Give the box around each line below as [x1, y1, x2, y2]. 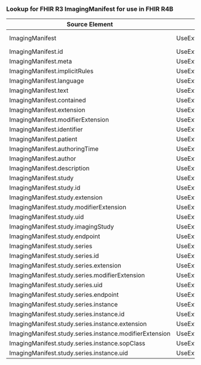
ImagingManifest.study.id [9, 184, 81, 192]
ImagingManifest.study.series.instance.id [9, 310, 124, 318]
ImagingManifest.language [9, 77, 84, 85]
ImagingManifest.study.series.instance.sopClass [9, 339, 145, 348]
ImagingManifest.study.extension [9, 193, 103, 202]
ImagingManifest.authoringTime [9, 145, 99, 153]
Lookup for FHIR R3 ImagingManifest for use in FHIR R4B [6, 5, 173, 13]
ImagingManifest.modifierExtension [9, 115, 109, 124]
